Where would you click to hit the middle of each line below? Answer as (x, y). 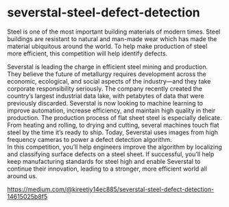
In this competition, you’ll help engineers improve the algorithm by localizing (115, 147)
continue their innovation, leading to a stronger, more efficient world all (107, 169)
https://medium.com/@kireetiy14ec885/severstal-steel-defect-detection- (111, 189)
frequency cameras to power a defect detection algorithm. (90, 139)
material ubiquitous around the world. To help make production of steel (107, 46)
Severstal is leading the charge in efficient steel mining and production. (108, 66)
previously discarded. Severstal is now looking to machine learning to (105, 103)
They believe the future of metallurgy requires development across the (107, 74)
